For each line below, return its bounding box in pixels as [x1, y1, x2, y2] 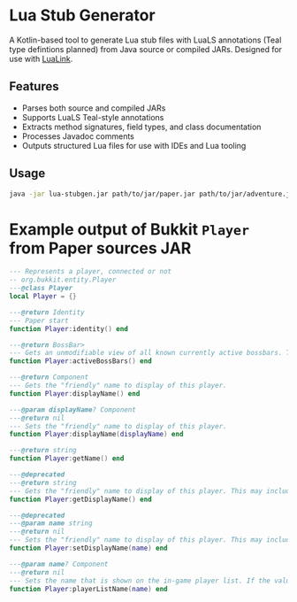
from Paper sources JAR [9, 238, 192, 258]
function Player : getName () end [9, 454, 125, 463]
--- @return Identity [9, 307, 86, 317]
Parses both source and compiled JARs [21, 103, 166, 113]
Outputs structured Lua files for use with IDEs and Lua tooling [21, 140, 247, 150]
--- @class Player [9, 284, 73, 293]
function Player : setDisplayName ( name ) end [9, 544, 168, 552]
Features [9, 79, 59, 94]
